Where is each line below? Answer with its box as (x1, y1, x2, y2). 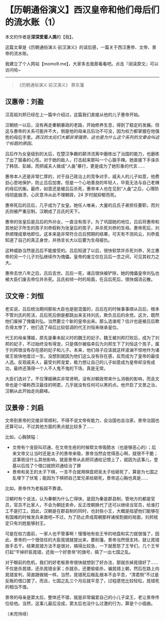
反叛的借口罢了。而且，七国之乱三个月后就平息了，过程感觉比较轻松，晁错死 (5, 578, 160, 584)
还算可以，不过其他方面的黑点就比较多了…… (5, 424, 94, 430)
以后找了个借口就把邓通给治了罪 (16, 463, 81, 469)
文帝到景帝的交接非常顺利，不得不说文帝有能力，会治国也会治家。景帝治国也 (5, 417, 160, 424)
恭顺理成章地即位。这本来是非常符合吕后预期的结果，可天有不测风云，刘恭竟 (5, 231, 160, 237)
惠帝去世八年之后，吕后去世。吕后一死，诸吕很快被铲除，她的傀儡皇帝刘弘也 (5, 270, 160, 276)
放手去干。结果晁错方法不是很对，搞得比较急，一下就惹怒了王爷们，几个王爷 (5, 543, 160, 549)
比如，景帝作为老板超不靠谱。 (5, 485, 65, 491)
